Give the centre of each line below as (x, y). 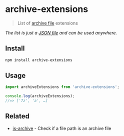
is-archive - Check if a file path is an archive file (62, 128)
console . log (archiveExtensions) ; (40, 96)
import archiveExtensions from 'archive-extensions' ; (62, 87)
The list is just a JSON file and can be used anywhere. (61, 32)
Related (17, 116)
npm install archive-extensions (39, 60)
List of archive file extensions (48, 23)
